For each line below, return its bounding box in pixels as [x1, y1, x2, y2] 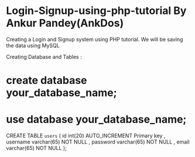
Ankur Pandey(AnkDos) [6, 16, 124, 30]
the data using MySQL [6, 42, 60, 49]
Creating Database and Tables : [6, 53, 82, 60]
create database [6, 74, 87, 87]
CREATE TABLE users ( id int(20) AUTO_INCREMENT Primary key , [6, 132, 166, 139]
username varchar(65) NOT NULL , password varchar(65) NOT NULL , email [6, 138, 190, 145]
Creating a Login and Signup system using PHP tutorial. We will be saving [6, 36, 183, 43]
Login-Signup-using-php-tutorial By [6, 4, 187, 18]
